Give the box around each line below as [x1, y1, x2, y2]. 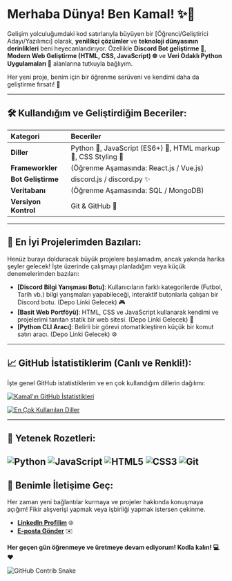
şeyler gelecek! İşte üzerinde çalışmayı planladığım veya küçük [7, 262, 186, 270]
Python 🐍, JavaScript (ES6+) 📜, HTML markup [70, 143, 220, 153]
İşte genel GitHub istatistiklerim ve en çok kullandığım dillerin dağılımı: [7, 379, 206, 387]
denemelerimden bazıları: [7, 269, 79, 277]
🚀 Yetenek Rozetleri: [7, 432, 96, 444]
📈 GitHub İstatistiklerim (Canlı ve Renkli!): [7, 357, 192, 369]
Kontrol [10, 205, 36, 215]
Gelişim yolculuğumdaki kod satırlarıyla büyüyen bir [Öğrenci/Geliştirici [7, 29, 209, 37]
